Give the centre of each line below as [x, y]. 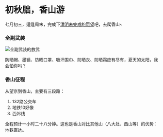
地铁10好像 [23, 107]
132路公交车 [24, 101]
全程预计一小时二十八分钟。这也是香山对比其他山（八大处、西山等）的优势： [81, 123]
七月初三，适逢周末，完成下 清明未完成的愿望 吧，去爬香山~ [64, 24]
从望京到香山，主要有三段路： [35, 91]
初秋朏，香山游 [35, 10]
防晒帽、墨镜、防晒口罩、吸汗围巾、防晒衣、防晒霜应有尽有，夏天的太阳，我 [81, 60]
